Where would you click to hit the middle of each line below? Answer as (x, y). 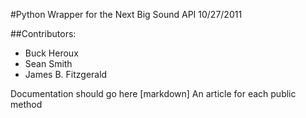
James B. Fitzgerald (66, 74)
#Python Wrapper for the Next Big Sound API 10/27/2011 (126, 14)
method (26, 104)
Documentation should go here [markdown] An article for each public (153, 93)
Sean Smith (48, 63)
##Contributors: (43, 33)
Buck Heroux (51, 53)
